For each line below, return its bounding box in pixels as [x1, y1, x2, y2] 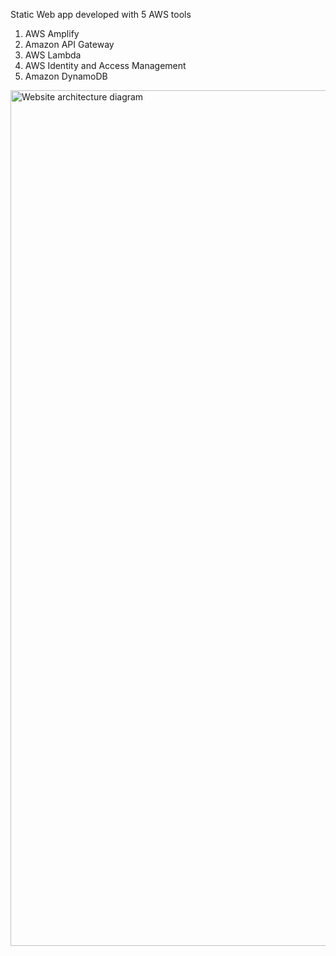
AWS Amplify [24, 28, 80, 39]
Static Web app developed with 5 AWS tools [10, 9, 192, 20]
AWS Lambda [24, 49, 82, 61]
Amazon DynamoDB [24, 70, 108, 82]
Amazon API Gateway [24, 39, 115, 50]
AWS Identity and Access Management [24, 60, 187, 71]
